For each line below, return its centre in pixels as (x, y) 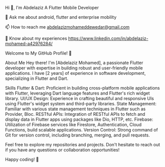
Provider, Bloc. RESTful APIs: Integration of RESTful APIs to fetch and (75, 114)
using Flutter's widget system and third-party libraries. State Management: (81, 104)
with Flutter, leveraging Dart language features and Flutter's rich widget (78, 93)
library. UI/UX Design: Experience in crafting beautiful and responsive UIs (80, 98)
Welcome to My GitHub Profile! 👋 (38, 53)
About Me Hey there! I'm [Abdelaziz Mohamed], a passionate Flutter (74, 63)
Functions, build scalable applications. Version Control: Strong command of (82, 130)
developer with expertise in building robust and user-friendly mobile (74, 68)
